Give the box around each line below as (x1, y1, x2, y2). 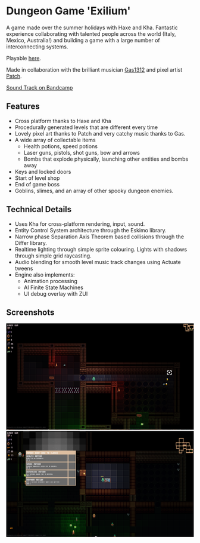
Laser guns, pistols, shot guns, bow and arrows (23, 149, 140, 156)
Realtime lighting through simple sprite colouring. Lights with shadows (14, 246, 187, 253)
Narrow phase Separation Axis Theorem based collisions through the (14, 233, 185, 240)
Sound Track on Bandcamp (6, 84, 73, 91)
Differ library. (14, 239, 48, 246)
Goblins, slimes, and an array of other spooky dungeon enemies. (14, 187, 174, 194)
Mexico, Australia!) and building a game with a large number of (6, 36, 161, 44)
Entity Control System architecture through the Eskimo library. (14, 226, 167, 234)
